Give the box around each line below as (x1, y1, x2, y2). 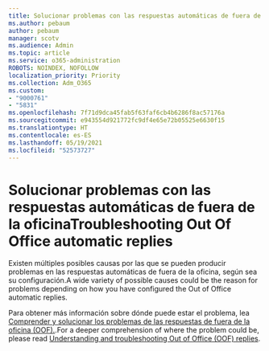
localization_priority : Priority (8, 71, 121, 80)
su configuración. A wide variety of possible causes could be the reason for (8, 275, 259, 285)
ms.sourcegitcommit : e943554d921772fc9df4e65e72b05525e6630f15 (8, 116, 226, 124)
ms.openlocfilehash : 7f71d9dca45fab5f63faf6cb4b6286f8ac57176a (8, 109, 226, 117)
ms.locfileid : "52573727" (8, 146, 95, 154)
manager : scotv (8, 34, 60, 43)
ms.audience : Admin (8, 42, 74, 50)
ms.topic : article (8, 49, 70, 57)
